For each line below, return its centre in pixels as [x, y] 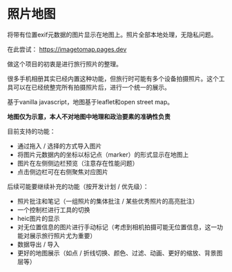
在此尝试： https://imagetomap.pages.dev [67, 49]
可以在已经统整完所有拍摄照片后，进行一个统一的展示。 [91, 87]
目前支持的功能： [31, 131]
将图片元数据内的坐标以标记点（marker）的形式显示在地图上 [103, 154]
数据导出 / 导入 [38, 244]
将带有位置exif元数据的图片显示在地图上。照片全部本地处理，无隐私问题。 [112, 35]
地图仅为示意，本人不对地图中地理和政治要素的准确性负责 [89, 116]
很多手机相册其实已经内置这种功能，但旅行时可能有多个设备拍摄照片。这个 [113, 78]
